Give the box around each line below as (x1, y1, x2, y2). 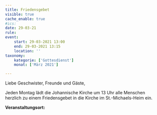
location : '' (14, 48, 41, 53)
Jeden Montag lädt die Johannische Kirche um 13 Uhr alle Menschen (5, 90, 146, 96)
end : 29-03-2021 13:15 (14, 44, 61, 49)
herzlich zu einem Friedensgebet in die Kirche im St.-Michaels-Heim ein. (5, 95, 153, 101)
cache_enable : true (5, 16, 45, 21)
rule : (5, 30, 16, 35)
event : (5, 35, 19, 40)
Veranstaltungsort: (5, 105, 45, 111)
